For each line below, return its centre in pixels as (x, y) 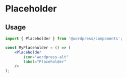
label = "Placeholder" (45, 61)
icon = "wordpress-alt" (46, 57)
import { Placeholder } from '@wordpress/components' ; (64, 38)
